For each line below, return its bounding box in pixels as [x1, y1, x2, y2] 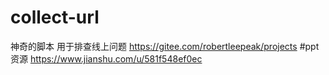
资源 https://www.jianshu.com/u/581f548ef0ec [10, 52, 203, 65]
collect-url [10, 6, 100, 29]
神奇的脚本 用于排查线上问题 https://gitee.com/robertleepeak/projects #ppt [10, 40, 320, 52]
